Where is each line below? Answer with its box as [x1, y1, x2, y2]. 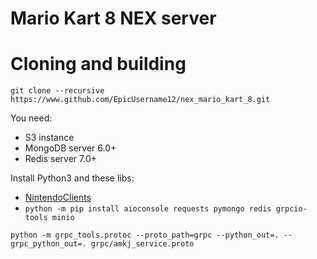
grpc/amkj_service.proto [90, 239, 195, 249]
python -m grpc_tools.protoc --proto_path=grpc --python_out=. [10, 230, 280, 241]
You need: [10, 112, 53, 124]
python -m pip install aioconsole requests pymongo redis [24, 204, 272, 214]
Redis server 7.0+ [24, 153, 98, 165]
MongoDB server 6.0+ [24, 142, 117, 154]
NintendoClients [24, 192, 92, 204]
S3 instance [24, 132, 75, 144]
